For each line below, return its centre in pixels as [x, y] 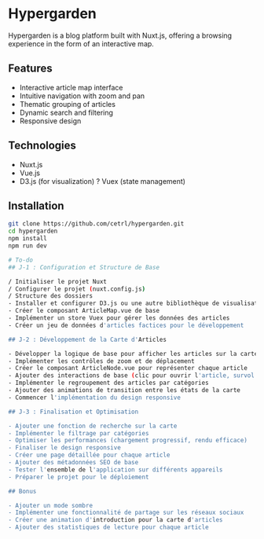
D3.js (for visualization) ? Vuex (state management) [103, 181]
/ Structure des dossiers [50, 296]
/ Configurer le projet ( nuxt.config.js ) [77, 289]
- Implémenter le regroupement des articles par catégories [109, 383]
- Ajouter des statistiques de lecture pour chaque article [109, 527]
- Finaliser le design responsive [65, 448]
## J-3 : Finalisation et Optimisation [73, 412]
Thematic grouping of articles [68, 104]
